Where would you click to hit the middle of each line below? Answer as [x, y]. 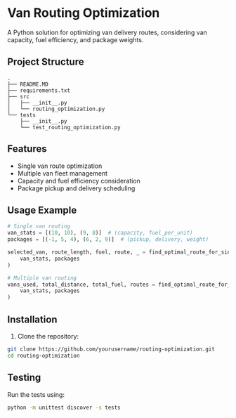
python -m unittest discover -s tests [64, 407]
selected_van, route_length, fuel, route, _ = [77, 252]
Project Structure [46, 62]
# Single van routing [39, 226]
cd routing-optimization [44, 355]
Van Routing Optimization [84, 13]
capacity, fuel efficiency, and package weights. [76, 39]
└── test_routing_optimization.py [70, 127]
